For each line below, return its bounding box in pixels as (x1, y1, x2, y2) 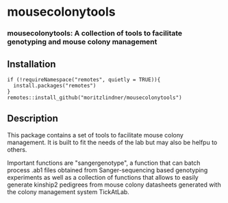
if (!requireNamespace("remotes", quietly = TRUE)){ (7, 76, 161, 83)
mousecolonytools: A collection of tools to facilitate (7, 29, 183, 38)
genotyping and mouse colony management (7, 37, 157, 46)
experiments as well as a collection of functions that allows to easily (7, 173, 199, 181)
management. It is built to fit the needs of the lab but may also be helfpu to (7, 138, 218, 146)
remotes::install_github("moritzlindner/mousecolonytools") (7, 94, 183, 101)
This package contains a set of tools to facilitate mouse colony (7, 131, 183, 139)
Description (7, 113, 58, 124)
